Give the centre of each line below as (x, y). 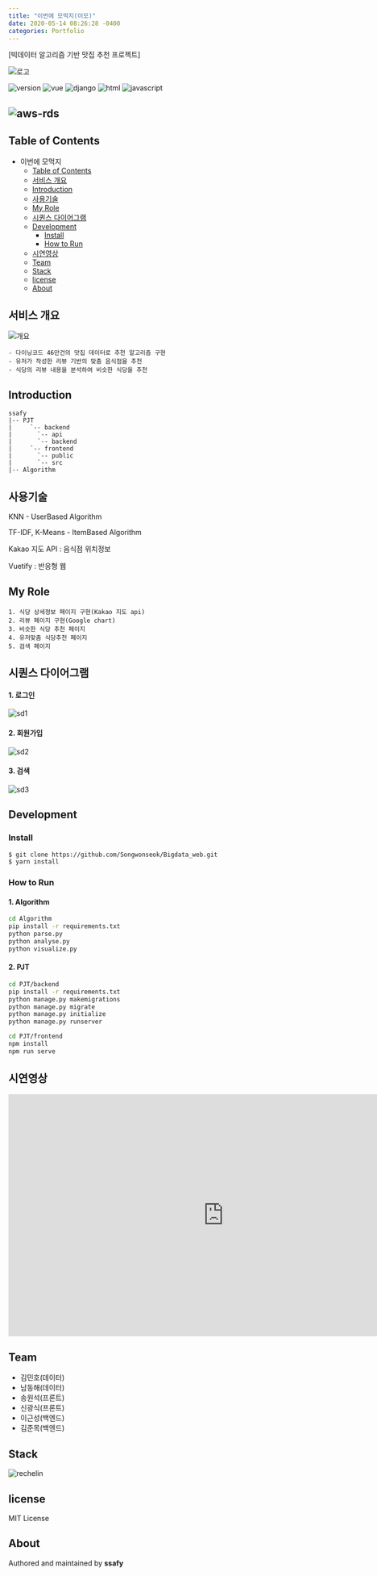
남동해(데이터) (42, 1388)
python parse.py (35, 934)
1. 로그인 (22, 695)
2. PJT (19, 967)
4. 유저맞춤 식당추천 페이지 (48, 638)
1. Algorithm (29, 901)
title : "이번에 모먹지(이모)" (52, 16)
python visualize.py (43, 949)
